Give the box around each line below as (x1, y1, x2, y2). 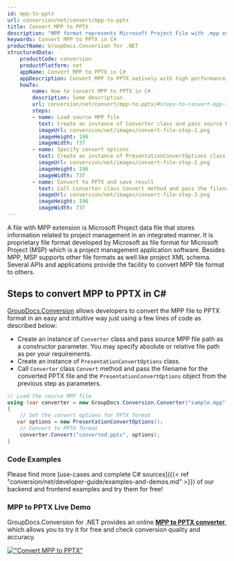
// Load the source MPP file (7, 393, 92, 400)
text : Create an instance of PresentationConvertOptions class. (38, 152, 229, 160)
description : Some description (32, 95, 123, 102)
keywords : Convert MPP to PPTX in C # (7, 36, 117, 43)
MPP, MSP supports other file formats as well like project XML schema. (7, 253, 211, 261)
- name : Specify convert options (32, 146, 130, 153)
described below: (7, 321, 57, 329)
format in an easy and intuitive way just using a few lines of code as (7, 314, 202, 322)
